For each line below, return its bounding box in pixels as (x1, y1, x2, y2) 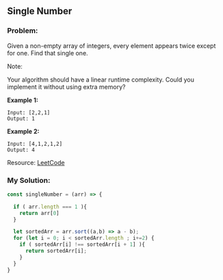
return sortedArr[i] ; (25, 248, 88, 255)
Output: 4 (7, 147, 36, 153)
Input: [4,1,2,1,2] (7, 140, 63, 147)
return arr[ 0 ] (19, 209, 60, 216)
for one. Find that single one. (7, 49, 88, 57)
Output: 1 (7, 115, 36, 122)
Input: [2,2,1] (7, 109, 51, 116)
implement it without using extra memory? (7, 82, 126, 91)
